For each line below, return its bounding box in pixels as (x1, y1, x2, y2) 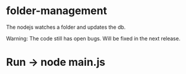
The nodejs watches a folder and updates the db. (6, 23, 126, 31)
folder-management (6, 4, 107, 18)
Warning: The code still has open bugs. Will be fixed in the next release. (6, 35, 181, 42)
